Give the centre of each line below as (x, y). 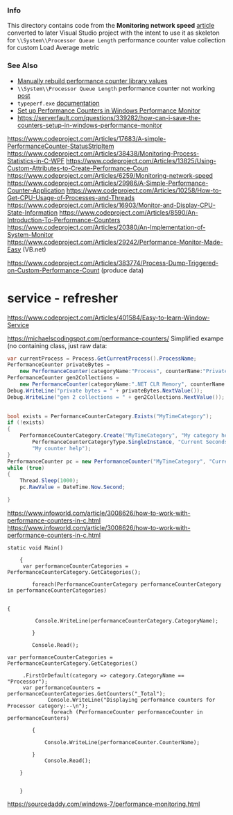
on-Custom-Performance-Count (53, 270)
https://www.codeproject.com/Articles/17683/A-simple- (87, 138)
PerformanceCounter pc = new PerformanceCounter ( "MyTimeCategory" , (107, 461)
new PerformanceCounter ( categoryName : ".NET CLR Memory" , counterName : (124, 384)
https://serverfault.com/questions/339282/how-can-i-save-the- (109, 117)
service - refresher (63, 298)
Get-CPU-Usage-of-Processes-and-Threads (71, 197)
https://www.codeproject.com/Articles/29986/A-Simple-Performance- (108, 183)
